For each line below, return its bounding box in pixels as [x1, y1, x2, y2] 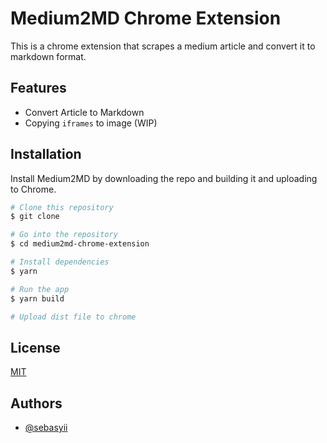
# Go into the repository [10, 230, 118, 240]
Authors [10, 395, 63, 412]
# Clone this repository [10, 202, 114, 212]
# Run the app [10, 284, 70, 294]
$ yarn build [10, 293, 65, 304]
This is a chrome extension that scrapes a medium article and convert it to [10, 40, 316, 52]
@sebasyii [24, 422, 68, 434]
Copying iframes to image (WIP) [24, 117, 158, 129]
